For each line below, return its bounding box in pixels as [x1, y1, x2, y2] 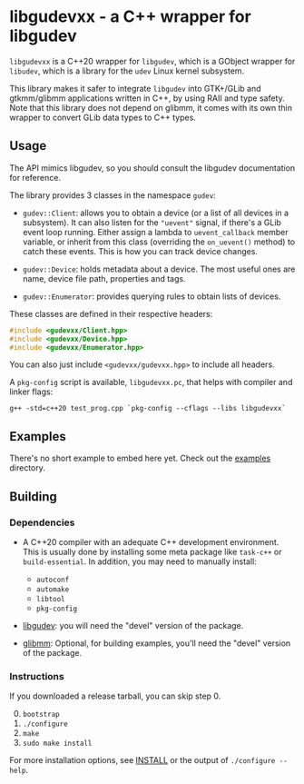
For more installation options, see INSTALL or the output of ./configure [9, 755, 276, 766]
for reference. [9, 172, 62, 183]
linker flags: [9, 386, 54, 397]
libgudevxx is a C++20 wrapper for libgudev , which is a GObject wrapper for [9, 55, 296, 66]
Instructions [9, 670, 65, 682]
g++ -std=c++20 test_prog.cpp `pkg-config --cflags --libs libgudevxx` [9, 404, 286, 413]
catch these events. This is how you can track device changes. [22, 245, 259, 256]
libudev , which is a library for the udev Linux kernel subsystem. [9, 65, 245, 76]
